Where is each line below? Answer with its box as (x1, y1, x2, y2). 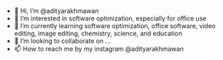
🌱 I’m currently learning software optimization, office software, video (14, 22, 216, 30)
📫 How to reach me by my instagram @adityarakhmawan (14, 44, 184, 53)
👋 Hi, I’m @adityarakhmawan (14, 7, 99, 15)
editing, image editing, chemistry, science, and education (14, 29, 183, 37)
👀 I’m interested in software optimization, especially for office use (14, 14, 207, 23)
